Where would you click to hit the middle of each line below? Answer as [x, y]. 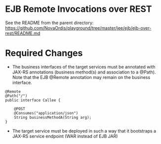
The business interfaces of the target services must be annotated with [84, 67]
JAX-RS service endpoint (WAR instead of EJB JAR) [65, 136]
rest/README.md [23, 33]
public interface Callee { [33, 100]
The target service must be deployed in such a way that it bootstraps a [84, 131]
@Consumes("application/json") [46, 113]
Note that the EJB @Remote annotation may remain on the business [81, 77]
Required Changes [44, 53]
